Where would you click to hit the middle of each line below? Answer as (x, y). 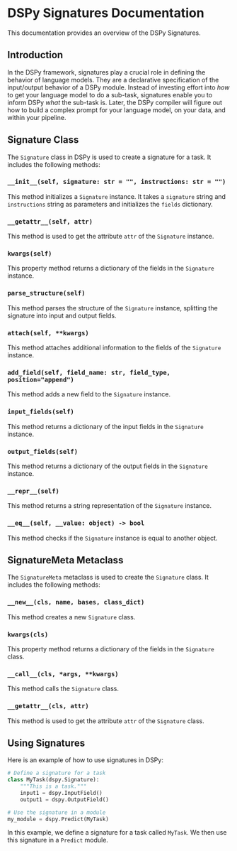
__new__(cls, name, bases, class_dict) (76, 602)
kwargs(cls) (28, 634)
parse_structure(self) (46, 293)
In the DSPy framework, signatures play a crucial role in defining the (106, 72)
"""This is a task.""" (53, 786)
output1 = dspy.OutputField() (65, 799)
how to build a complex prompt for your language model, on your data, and (117, 110)
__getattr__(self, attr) (50, 221)
